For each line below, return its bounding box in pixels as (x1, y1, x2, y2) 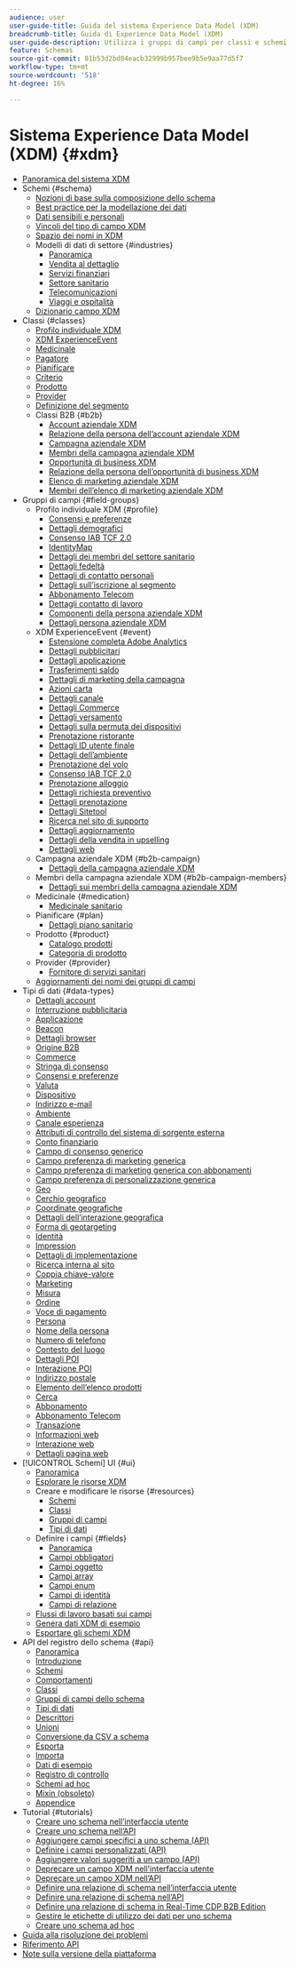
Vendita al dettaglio (48, 259, 120, 269)
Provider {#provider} (35, 957, 111, 968)
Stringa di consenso (35, 1061, 109, 1072)
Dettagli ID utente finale (48, 739, 135, 751)
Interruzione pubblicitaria (35, 1004, 128, 1015)
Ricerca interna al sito (35, 1259, 115, 1270)
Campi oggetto (48, 1561, 104, 1572)
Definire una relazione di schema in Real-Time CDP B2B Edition (35, 1900, 266, 1911)
